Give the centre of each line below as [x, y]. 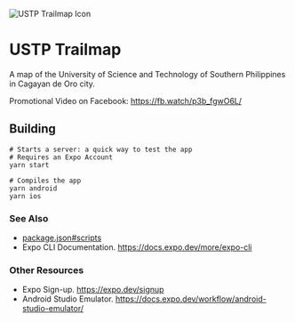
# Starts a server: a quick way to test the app [101, 149]
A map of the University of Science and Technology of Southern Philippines [147, 74]
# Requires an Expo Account [61, 157]
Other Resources [47, 270]
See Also [29, 218]
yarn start [29, 165]
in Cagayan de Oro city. [52, 84]
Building [32, 129]
